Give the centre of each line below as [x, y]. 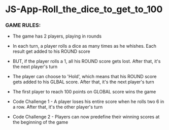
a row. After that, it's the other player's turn [58, 107]
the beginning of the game [40, 122]
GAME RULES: [23, 25]
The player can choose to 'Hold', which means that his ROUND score [84, 77]
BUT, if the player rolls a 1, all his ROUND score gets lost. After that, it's [87, 61]
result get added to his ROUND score [51, 51]
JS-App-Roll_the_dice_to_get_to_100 [84, 9]
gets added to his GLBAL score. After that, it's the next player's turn [83, 82]
